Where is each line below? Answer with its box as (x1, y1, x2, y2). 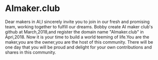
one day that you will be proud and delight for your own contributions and (5, 44, 152, 50)
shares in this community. (5, 49, 57, 55)
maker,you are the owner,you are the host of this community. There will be (5, 39, 154, 45)
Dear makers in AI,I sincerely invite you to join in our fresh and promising (5, 19, 150, 24)
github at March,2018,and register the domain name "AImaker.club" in (5, 29, 144, 35)
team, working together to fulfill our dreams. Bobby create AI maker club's (5, 24, 153, 29)
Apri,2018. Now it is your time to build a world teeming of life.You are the (5, 34, 149, 40)
